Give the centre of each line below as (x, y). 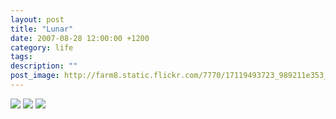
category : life (42, 47)
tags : (21, 57)
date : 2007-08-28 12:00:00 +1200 (80, 38)
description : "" (44, 66)
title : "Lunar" (42, 29)
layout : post (37, 19)
